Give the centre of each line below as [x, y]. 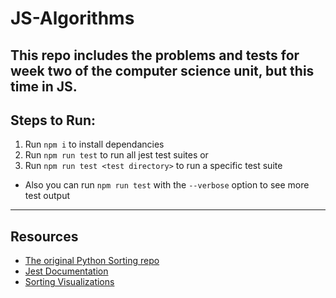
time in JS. [44, 86]
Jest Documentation [66, 271]
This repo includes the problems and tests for [155, 55]
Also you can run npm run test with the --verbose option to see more [167, 185]
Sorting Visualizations [69, 282]
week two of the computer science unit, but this [162, 70]
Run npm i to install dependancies [94, 144]
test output [47, 196]
